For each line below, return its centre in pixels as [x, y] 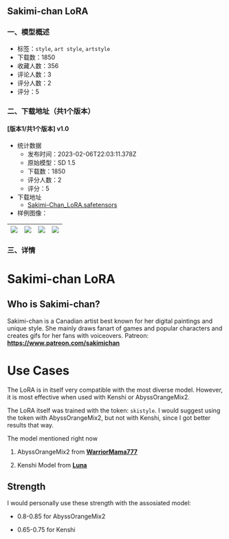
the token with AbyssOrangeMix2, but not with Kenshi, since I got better [109, 418]
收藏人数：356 [38, 65]
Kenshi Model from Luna [52, 465]
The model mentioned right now [53, 438]
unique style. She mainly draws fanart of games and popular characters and [115, 328]
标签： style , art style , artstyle [64, 48]
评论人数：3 [34, 74]
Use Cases [39, 370]
